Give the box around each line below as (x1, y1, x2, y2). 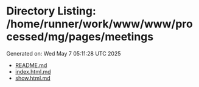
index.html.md (15, 68, 51, 75)
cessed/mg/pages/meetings (6, 30, 154, 43)
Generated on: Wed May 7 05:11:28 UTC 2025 (6, 50, 121, 57)
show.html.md (15, 74, 51, 82)
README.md (15, 62, 47, 69)
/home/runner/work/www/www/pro (6, 17, 193, 31)
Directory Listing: (6, 4, 96, 18)
